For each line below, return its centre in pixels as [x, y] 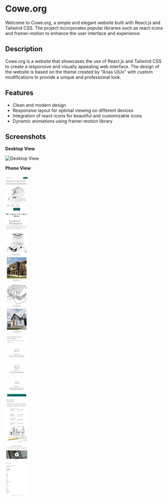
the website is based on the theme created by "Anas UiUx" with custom [79, 72]
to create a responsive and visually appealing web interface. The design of [82, 66]
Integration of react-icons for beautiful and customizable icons [77, 115]
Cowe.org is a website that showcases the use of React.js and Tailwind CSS [83, 61]
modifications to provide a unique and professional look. [63, 77]
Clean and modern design [39, 105]
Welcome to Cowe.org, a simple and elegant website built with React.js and [83, 23]
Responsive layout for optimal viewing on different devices [73, 110]
